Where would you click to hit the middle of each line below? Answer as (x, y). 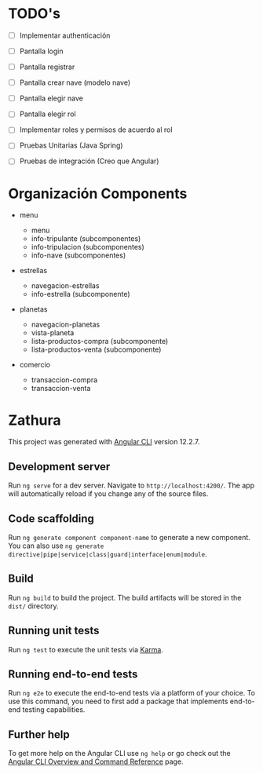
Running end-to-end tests (73, 675)
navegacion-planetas (66, 325)
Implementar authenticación (65, 35)
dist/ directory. (33, 606)
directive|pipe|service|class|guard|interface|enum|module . (108, 554)
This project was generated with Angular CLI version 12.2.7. (104, 442)
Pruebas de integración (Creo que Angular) (89, 161)
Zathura (35, 420)
